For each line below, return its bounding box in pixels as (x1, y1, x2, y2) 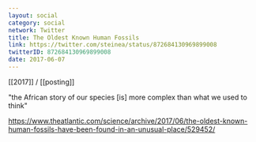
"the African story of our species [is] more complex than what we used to (8, 92, 247, 102)
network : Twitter (8, 26, 66, 34)
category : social (8, 19, 66, 27)
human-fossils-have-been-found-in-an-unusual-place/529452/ (8, 124, 216, 134)
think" (8, 100, 28, 110)
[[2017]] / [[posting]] (8, 77, 75, 87)
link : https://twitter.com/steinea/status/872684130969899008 (8, 41, 217, 49)
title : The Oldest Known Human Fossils (8, 33, 140, 42)
